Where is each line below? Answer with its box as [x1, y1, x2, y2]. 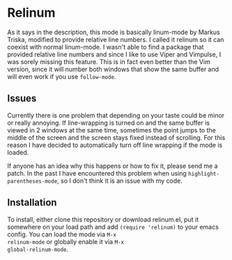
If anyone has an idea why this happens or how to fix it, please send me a [7, 162, 218, 170]
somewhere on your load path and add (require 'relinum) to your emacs [7, 222, 219, 231]
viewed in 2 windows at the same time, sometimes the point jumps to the [7, 125, 216, 134]
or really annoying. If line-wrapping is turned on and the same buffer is [7, 118, 210, 127]
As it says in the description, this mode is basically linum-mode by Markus [7, 28, 221, 36]
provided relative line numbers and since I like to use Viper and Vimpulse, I [7, 50, 222, 59]
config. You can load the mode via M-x [7, 230, 117, 238]
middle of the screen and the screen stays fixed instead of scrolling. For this [7, 133, 226, 142]
